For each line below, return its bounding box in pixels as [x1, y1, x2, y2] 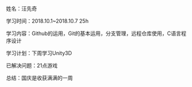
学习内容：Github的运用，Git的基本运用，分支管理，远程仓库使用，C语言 [6, 30, 181, 37]
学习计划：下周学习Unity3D [6, 50, 72, 57]
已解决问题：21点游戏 [6, 62, 58, 69]
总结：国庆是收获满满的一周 [6, 75, 73, 81]
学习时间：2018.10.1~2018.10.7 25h [6, 18, 89, 25]
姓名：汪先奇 [6, 5, 37, 12]
